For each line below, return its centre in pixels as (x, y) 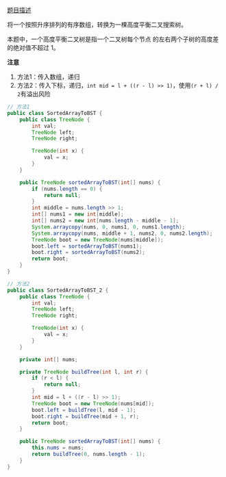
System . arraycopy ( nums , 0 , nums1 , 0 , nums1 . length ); (109, 227)
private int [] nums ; (49, 359)
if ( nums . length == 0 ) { (67, 189)
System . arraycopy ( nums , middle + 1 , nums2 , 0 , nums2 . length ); (122, 233)
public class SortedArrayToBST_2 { (58, 290)
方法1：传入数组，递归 (48, 77)
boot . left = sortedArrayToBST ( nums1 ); (87, 246)
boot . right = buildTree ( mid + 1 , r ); (85, 416)
